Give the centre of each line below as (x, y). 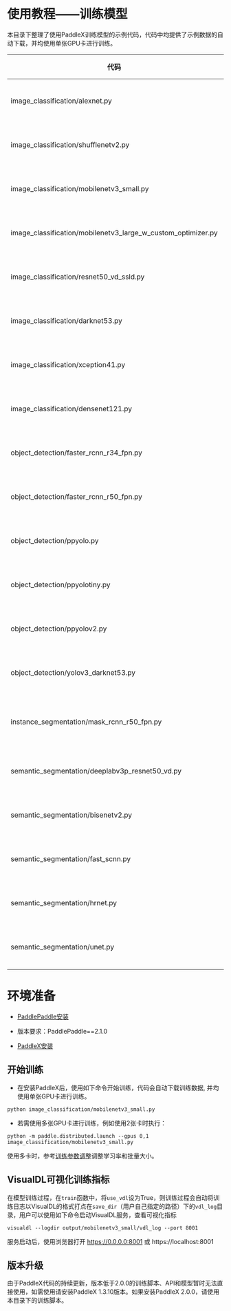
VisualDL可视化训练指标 (58, 1180)
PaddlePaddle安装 (43, 1016)
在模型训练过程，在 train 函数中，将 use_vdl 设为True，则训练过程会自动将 (110, 1197)
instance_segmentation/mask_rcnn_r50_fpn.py (86, 722)
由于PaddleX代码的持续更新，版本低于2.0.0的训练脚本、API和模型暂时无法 (112, 1283)
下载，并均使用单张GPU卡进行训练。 (65, 43)
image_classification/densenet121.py (71, 408)
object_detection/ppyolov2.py (59, 629)
